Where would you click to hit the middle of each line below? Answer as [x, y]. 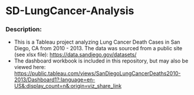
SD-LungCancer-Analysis [70, 11]
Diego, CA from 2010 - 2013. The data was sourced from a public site [98, 48]
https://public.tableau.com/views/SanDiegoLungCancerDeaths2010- [97, 73]
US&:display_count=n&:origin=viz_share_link [68, 86]
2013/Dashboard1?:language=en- [55, 80]
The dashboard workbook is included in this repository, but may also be [101, 61]
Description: [24, 30]
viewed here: [30, 67]
